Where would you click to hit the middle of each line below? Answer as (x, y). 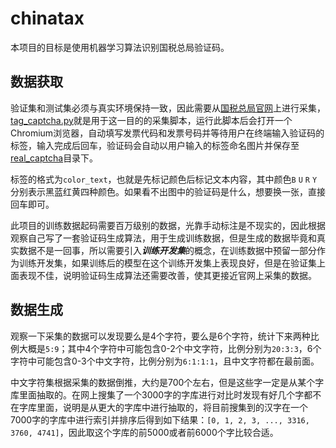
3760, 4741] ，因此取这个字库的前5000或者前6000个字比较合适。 (144, 432)
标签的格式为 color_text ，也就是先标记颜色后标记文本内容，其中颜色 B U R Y (164, 179)
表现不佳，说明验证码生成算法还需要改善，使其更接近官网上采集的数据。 (167, 275)
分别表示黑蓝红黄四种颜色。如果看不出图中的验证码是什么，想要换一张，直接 (168, 191)
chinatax (47, 18)
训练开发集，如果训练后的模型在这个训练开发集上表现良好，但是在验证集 (167, 263)
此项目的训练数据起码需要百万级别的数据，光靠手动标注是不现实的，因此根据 (168, 225)
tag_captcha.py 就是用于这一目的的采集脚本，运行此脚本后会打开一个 (151, 120)
